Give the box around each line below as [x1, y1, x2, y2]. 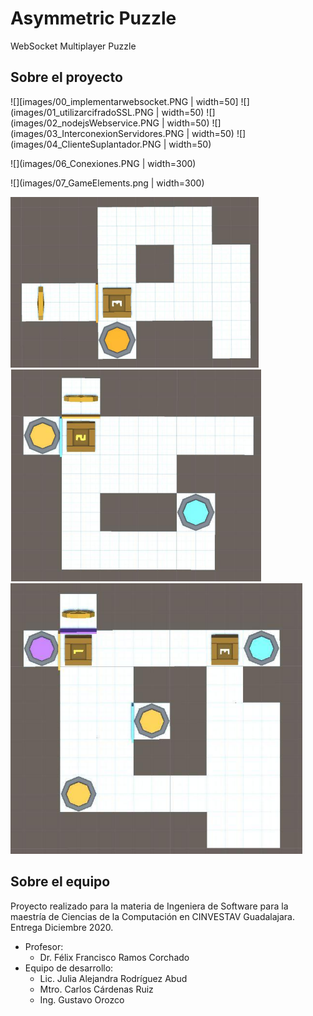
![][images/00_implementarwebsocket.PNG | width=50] [10, 95, 239, 107]
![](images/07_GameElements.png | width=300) [10, 177, 205, 189]
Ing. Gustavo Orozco [39, 993, 125, 1006]
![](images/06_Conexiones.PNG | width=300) [10, 157, 197, 169]
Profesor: [24, 940, 64, 952]
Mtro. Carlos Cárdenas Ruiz [39, 983, 154, 995]
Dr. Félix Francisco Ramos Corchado [39, 951, 190, 963]
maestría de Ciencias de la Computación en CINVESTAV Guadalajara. [10, 910, 295, 922]
